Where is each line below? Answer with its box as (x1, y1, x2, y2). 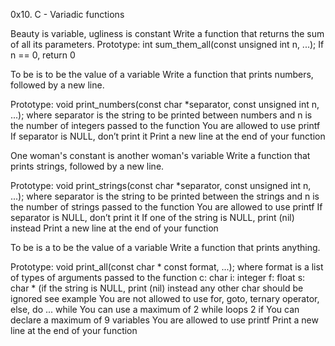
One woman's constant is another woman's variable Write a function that (10, 150, 311, 161)
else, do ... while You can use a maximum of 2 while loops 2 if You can (10, 304, 300, 315)
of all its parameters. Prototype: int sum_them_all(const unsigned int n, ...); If (10, 39, 325, 50)
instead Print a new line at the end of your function (10, 222, 219, 234)
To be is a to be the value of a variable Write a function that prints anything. (10, 242, 321, 253)
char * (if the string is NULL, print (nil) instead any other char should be (10, 282, 304, 294)
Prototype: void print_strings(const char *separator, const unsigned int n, (10, 180, 312, 191)
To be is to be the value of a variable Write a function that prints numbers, (10, 69, 314, 80)
